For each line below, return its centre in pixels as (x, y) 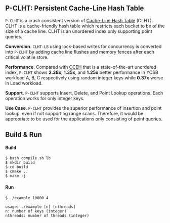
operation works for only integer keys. (45, 98)
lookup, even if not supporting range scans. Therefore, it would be (74, 113)
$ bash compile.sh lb (28, 158)
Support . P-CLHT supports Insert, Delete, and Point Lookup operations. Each (84, 93)
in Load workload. (24, 83)
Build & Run (24, 135)
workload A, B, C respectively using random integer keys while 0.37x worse (84, 77)
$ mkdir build (20, 163)
